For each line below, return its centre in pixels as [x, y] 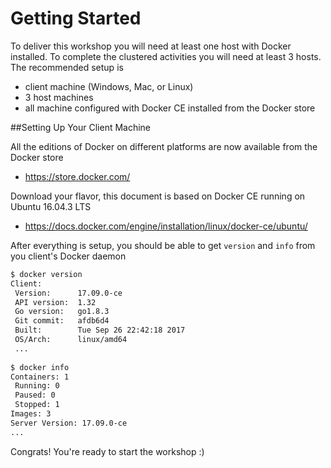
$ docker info [40, 367]
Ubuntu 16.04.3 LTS [51, 206]
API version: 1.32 [55, 302]
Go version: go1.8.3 [62, 312]
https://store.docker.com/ [77, 176]
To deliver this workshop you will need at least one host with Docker [151, 46]
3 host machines [59, 97]
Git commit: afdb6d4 [62, 321]
